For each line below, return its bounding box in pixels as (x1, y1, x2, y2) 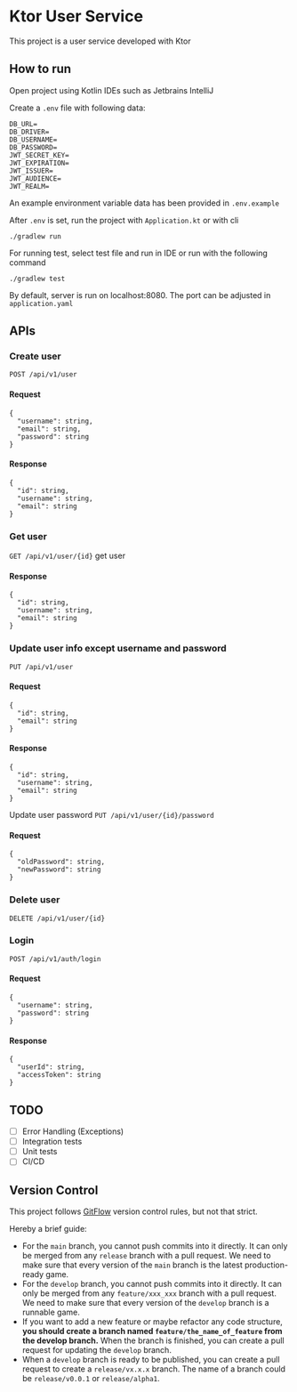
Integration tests (21, 1137, 83, 1147)
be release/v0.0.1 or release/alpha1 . (21, 1373, 160, 1384)
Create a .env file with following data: (9, 102, 146, 113)
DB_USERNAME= (9, 135, 58, 144)
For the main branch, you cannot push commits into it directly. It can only (21, 1241, 288, 1251)
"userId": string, (17, 1063, 86, 1072)
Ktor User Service (9, 6, 144, 27)
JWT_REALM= (9, 182, 50, 190)
